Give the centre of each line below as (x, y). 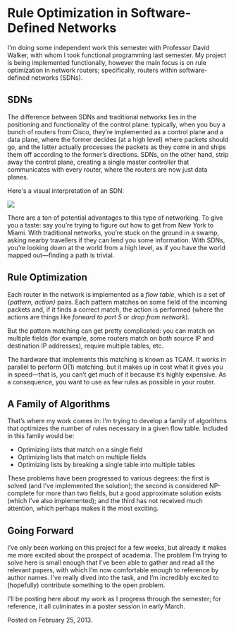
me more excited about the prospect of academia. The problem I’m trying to (117, 555)
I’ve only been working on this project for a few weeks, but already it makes (117, 548)
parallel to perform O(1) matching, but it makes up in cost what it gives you (115, 367)
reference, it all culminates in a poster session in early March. (96, 606)
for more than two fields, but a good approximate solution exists (129, 493)
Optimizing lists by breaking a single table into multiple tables (106, 465)
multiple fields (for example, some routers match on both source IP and (111, 338)
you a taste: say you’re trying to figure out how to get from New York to (111, 225)
